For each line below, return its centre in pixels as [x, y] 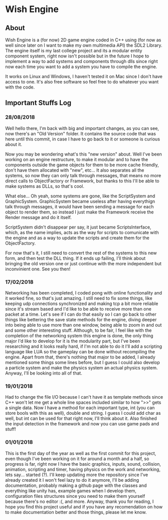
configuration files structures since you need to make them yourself [75, 496]
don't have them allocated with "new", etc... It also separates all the [75, 170]
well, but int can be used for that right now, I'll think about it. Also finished [81, 418]
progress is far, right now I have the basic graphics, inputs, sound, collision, [83, 464]
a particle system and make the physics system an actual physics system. [81, 367]
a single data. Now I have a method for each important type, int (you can [80, 408]
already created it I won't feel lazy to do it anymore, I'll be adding [72, 480]
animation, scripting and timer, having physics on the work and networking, [83, 469]
